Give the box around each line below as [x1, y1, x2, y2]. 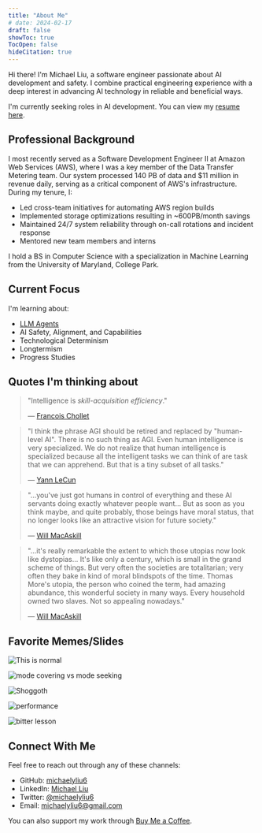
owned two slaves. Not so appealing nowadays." [27, 597, 185, 606]
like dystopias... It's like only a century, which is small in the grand [27, 555, 242, 564]
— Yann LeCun [27, 475, 76, 485]
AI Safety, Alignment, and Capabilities [19, 327, 142, 337]
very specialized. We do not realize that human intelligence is [27, 443, 227, 453]
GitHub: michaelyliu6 [19, 775, 88, 785]
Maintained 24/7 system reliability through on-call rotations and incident [19, 219, 254, 229]
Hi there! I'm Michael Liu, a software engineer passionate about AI [8, 70, 222, 79]
